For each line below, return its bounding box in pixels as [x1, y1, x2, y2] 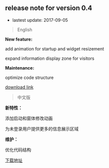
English [17, 27, 33, 33]
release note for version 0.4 [5, 4, 93, 12]
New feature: [5, 36, 33, 42]
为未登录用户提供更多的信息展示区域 [5, 126, 79, 131]
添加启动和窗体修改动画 [5, 115, 53, 121]
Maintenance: [5, 65, 35, 71]
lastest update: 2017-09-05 [12, 17, 68, 23]
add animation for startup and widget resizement [5, 45, 105, 51]
